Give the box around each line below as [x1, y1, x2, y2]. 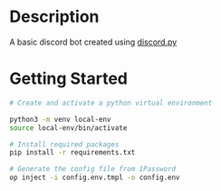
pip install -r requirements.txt [9, 148, 136, 157]
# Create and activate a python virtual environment [9, 98, 213, 107]
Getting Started [9, 68, 129, 89]
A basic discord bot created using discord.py [9, 36, 178, 47]
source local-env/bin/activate [9, 123, 128, 133]
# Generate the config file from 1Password [9, 165, 177, 174]
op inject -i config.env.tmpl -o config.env [9, 173, 180, 183]
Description [9, 6, 100, 27]
